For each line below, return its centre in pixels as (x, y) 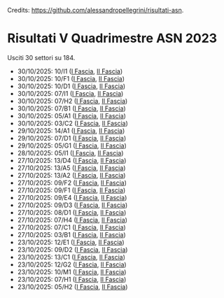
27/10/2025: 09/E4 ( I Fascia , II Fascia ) (72, 197)
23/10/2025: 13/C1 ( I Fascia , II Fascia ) (71, 257)
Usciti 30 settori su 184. (41, 57)
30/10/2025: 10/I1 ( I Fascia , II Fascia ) (70, 71)
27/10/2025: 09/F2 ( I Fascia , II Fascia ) (72, 183)
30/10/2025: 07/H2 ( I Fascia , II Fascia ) (72, 101)
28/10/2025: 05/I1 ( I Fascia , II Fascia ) (70, 152)
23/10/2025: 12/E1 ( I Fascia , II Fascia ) (71, 242)
